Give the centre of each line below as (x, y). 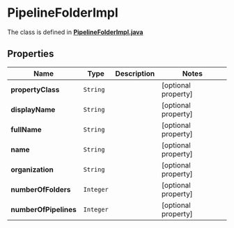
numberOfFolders (41, 189)
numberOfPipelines (44, 209)
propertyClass (35, 90)
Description (135, 73)
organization (32, 170)
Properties (31, 54)
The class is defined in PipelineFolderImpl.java (75, 32)
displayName (33, 109)
